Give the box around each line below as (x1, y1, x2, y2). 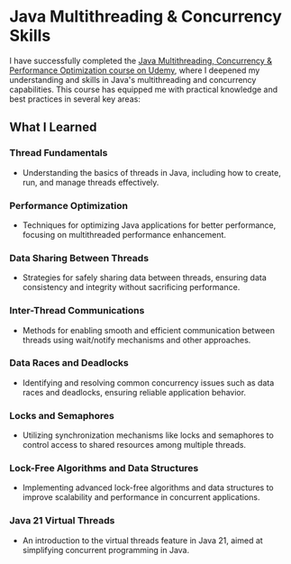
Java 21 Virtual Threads (9, 514, 115, 527)
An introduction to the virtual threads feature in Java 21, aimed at (22, 534, 263, 546)
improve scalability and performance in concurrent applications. (22, 492, 260, 503)
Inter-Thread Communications (9, 305, 145, 317)
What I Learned (9, 120, 97, 135)
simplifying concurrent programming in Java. (22, 544, 190, 555)
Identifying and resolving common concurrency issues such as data (22, 377, 275, 388)
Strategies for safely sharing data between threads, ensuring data (22, 272, 268, 283)
